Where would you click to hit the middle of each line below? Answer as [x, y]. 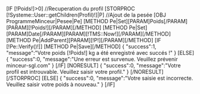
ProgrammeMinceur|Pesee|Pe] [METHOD [57, 21]
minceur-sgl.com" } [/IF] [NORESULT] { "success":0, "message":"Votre [93, 65]
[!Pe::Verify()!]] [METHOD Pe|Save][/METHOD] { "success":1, [81, 46]
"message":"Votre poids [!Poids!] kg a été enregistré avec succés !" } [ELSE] [100, 53]
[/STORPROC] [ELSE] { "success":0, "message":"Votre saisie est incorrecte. [100, 78]
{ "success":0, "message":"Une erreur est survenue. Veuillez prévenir [92, 59]
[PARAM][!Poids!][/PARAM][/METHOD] [54, 27]
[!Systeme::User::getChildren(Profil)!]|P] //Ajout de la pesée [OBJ [86, 15]
